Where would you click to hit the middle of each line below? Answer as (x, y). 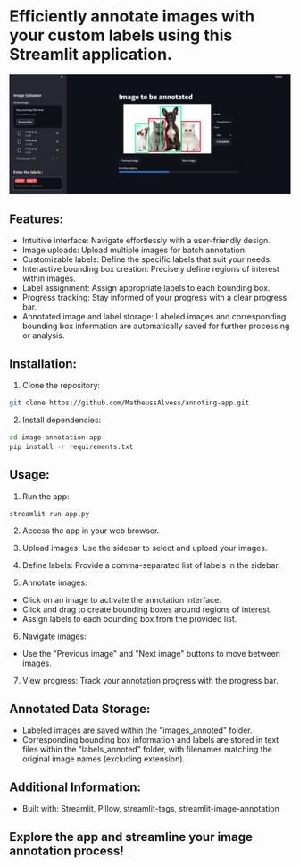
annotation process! (67, 850)
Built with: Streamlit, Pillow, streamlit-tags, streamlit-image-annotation (150, 809)
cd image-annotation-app (55, 438)
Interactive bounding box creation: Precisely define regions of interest (150, 269)
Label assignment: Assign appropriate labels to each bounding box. (146, 288)
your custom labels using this (121, 35)
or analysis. (43, 336)
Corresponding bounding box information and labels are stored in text (150, 740)
